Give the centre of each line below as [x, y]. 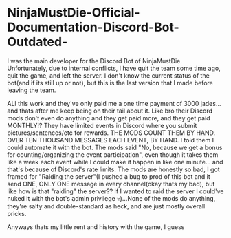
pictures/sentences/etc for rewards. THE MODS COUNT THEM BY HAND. [111, 133]
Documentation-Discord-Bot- [93, 27]
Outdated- [37, 42]
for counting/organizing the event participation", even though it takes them [113, 154]
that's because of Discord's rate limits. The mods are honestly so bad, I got [113, 169]
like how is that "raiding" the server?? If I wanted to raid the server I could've [115, 191]
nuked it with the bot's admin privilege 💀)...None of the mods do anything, [111, 198]
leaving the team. [32, 90]
